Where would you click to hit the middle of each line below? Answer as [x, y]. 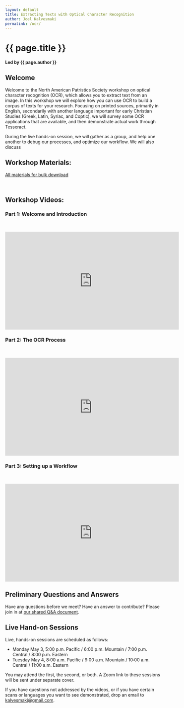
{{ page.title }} [36, 48]
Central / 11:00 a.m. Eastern [40, 665]
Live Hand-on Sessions [42, 628]
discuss [13, 147]
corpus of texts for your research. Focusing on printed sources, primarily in [82, 105]
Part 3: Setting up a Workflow [41, 466]
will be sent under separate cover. [40, 680]
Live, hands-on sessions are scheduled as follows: [57, 639]
